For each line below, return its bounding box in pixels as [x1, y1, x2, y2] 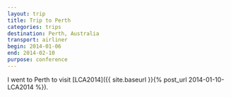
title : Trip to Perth [7, 17, 71, 24]
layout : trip [7, 10, 46, 18]
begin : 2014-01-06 [7, 43, 61, 50]
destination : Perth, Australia [7, 30, 100, 37]
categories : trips [7, 23, 61, 30]
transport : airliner [7, 37, 69, 44]
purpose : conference [7, 56, 69, 63]
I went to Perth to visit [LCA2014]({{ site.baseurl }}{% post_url [7, 75, 187, 84]
